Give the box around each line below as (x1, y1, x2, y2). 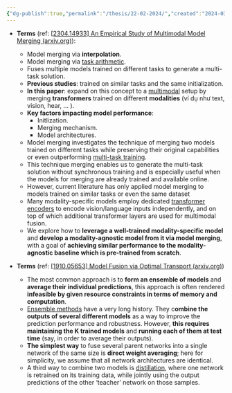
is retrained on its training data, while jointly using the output (26, 371, 200, 379)
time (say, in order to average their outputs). (26, 333, 154, 342)
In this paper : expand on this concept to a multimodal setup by (26, 86, 207, 95)
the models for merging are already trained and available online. (26, 174, 209, 183)
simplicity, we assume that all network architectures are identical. (26, 356, 214, 364)
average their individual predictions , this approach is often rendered (26, 282, 225, 291)
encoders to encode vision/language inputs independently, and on (26, 204, 216, 212)
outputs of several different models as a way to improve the (26, 312, 201, 320)
